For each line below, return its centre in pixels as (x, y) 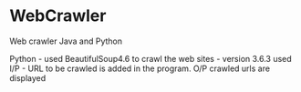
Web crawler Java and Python (66, 41)
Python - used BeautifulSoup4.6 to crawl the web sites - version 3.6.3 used (150, 58)
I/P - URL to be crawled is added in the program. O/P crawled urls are (140, 68)
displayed (28, 77)
